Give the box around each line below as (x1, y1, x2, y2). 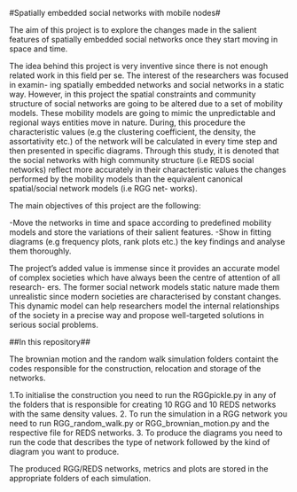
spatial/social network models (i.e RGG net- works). (9, 184, 198, 193)
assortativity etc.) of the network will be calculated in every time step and (9, 137, 277, 146)
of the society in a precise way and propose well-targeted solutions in (9, 310, 264, 320)
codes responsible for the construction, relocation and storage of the (9, 363, 262, 373)
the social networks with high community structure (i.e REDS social (9, 155, 254, 165)
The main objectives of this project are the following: (9, 200, 201, 211)
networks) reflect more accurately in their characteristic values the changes (9, 164, 286, 175)
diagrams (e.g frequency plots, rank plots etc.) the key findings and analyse (9, 237, 285, 246)
